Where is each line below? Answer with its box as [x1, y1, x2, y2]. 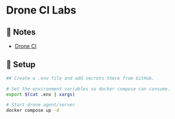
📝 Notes [6, 27, 36, 37]
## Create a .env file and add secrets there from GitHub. [6, 75, 155, 81]
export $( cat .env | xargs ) [6, 91, 76, 97]
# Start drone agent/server [6, 102, 76, 108]
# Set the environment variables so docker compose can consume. [6, 86, 170, 92]
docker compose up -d [6, 107, 60, 114]
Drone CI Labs [6, 4, 77, 17]
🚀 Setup [6, 59, 36, 70]
